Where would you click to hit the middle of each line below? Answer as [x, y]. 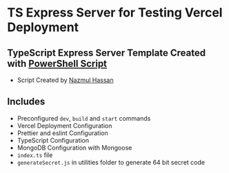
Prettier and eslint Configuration [62, 133]
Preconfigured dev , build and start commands [84, 118]
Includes [26, 102]
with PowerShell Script [57, 63]
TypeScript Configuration [53, 140]
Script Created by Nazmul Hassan [65, 80]
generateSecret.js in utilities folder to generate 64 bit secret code [111, 162]
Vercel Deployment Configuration [64, 125]
